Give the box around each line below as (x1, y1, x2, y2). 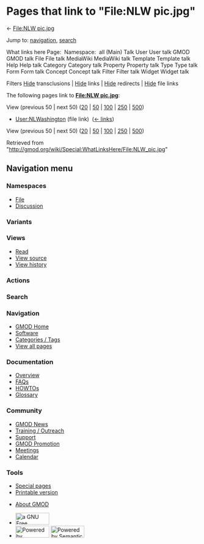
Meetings (15, 446, 39, 454)
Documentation (6, 357, 54, 366)
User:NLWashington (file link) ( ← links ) (15, 115, 114, 123)
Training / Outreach (15, 427, 65, 434)
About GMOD (15, 501, 49, 508)
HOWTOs (15, 385, 40, 392)
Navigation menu (6, 164, 73, 174)
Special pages (15, 482, 51, 489)
